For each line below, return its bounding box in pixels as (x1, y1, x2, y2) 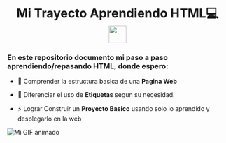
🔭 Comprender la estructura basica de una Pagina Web (17, 77, 177, 86)
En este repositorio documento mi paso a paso (7, 53, 168, 63)
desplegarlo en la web (17, 114, 82, 123)
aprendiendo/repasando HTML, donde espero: (7, 61, 169, 71)
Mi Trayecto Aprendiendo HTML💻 (16, 6, 219, 22)
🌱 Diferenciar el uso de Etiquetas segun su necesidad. (17, 91, 175, 99)
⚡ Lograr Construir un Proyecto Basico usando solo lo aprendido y (17, 105, 210, 113)
